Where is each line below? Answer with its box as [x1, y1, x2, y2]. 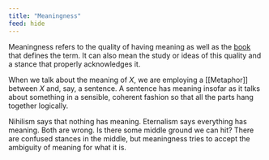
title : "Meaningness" [8, 11, 82, 20]
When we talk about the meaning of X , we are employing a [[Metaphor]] [8, 75, 249, 84]
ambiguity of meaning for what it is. [8, 142, 127, 152]
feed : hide [8, 19, 45, 28]
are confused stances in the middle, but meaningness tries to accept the [8, 133, 250, 143]
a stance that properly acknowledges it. [8, 58, 141, 69]
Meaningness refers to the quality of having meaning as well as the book [8, 41, 251, 51]
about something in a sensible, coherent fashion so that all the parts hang [8, 92, 254, 102]
